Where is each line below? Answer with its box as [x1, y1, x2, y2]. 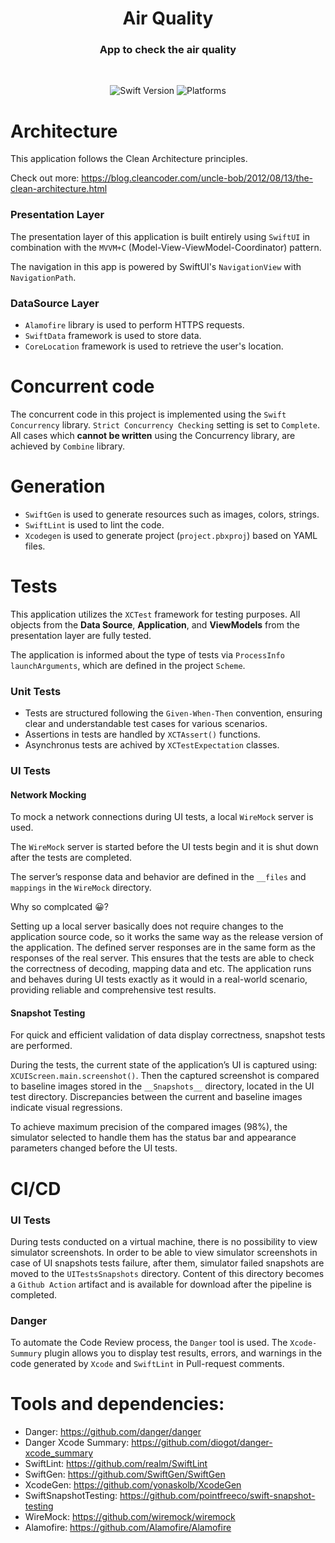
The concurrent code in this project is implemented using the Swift [10, 408, 287, 420]
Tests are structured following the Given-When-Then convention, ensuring [24, 707, 323, 719]
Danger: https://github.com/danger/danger [24, 1426, 202, 1438]
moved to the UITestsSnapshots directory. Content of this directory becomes [10, 1267, 325, 1279]
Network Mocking [10, 788, 87, 801]
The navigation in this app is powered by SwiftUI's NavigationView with [10, 260, 302, 272]
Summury [10, 1349, 43, 1359]
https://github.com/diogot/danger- [131, 1437, 273, 1449]
